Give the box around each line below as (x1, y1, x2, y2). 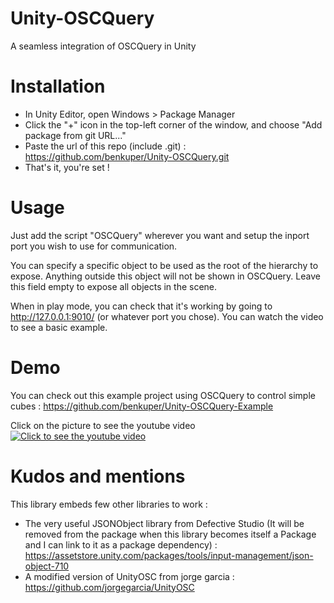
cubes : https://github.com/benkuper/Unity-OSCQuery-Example (10, 400, 274, 412)
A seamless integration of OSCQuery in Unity (10, 40, 197, 52)
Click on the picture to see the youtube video (10, 419, 196, 431)
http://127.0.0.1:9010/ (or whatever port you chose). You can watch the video (10, 310, 324, 322)
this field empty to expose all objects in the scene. (10, 280, 218, 292)
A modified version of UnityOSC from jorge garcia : (24, 570, 235, 582)
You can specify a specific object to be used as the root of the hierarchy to (10, 259, 319, 271)
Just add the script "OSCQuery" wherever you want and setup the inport (10, 229, 310, 241)
